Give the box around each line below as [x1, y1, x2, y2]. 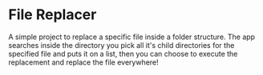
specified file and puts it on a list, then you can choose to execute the [8, 49, 238, 58]
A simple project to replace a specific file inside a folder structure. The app [8, 32, 255, 41]
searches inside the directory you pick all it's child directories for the [8, 40, 235, 49]
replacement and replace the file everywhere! [8, 57, 159, 67]
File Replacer [8, 6, 97, 24]
